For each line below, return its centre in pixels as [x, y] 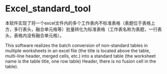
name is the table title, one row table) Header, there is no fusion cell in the [81, 61]
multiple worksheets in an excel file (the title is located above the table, [78, 51]
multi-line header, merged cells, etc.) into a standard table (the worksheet [81, 56]
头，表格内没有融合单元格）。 [35, 35]
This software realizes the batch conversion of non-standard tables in [77, 45]
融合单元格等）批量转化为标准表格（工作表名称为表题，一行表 [99, 29]
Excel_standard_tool [48, 9]
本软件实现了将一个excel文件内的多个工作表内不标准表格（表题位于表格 [78, 23]
